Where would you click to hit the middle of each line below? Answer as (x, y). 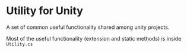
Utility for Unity (45, 11)
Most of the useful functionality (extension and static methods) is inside (94, 38)
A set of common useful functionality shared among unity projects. (88, 27)
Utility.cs (20, 44)
